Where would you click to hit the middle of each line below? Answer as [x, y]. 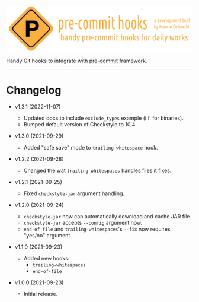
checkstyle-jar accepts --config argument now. [83, 223]
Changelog [34, 90]
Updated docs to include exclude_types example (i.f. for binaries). [103, 118]
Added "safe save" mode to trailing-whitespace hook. [91, 147]
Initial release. [41, 294]
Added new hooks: [46, 258]
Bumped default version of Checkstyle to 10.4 [79, 124]
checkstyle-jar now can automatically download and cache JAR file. [107, 216]
